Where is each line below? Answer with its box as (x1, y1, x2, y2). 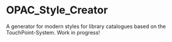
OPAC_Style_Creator (6, 3, 108, 17)
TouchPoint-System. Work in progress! (6, 29, 100, 36)
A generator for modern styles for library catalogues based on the (6, 23, 166, 30)
